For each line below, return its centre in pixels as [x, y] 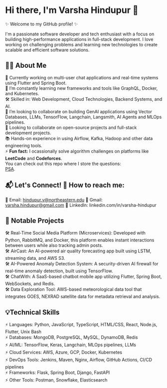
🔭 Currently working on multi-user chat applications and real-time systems [82, 77]
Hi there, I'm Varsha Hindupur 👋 [72, 10]
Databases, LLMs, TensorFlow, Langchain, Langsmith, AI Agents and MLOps [83, 117]
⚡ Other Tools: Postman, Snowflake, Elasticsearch [56, 380]
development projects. [28, 133]
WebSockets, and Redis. [30, 284]
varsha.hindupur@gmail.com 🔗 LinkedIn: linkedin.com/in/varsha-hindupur [81, 205]
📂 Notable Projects [35, 221]
